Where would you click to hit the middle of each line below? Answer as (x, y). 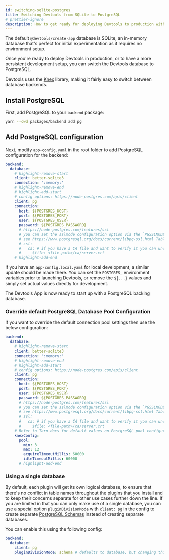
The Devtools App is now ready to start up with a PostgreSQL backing (78, 293)
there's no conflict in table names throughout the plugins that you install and (84, 493)
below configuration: (27, 328)
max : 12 (31, 449)
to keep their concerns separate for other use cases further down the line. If (84, 498)
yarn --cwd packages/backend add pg (44, 122)
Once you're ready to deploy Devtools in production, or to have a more (78, 59)
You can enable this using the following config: (54, 529)
